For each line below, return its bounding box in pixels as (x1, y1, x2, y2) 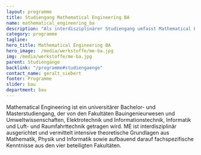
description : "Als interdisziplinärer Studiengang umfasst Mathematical (6, 25, 191, 32)
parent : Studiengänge (6, 59, 60, 65)
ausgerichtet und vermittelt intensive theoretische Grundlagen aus (6, 129, 169, 136)
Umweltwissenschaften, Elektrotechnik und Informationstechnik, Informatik (6, 116, 191, 123)
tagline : (6, 37, 28, 43)
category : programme (6, 31, 58, 37)
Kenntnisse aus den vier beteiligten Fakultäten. (6, 142, 121, 149)
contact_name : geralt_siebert (6, 70, 82, 76)
